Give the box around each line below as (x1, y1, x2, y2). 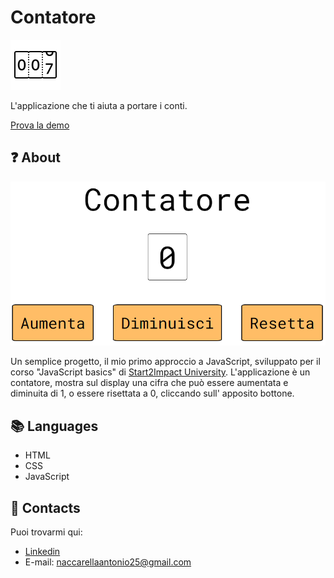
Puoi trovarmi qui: (10, 526, 83, 538)
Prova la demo (10, 119, 70, 131)
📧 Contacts (10, 499, 81, 516)
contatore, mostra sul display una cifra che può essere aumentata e (10, 377, 289, 389)
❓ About (10, 149, 61, 166)
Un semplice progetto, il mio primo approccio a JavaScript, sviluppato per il (10, 356, 321, 368)
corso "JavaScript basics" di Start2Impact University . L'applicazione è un (10, 366, 311, 378)
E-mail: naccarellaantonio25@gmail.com (24, 556, 192, 568)
